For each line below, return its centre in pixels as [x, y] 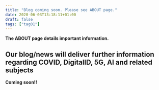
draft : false [19, 19]
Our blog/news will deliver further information [80, 54]
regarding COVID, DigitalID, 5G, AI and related [79, 62]
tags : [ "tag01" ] [22, 24]
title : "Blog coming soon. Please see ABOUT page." [61, 10]
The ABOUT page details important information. [57, 38]
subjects [19, 70]
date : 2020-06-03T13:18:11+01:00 [41, 15]
